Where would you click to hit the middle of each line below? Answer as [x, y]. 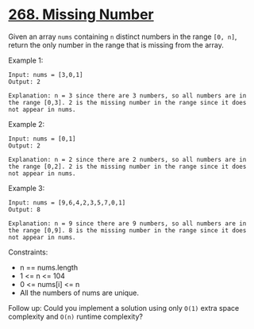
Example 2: [27, 124]
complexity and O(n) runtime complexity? [75, 316]
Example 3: [27, 188]
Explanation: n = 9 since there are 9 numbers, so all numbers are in [127, 224]
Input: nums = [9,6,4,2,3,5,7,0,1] [67, 203]
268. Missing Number [81, 15]
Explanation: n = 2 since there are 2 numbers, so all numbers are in [127, 159]
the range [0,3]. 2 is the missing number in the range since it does [127, 102]
